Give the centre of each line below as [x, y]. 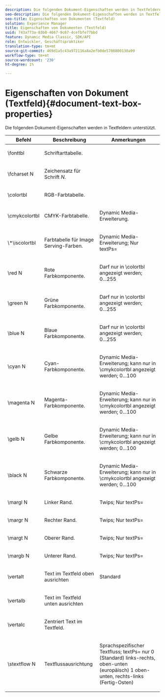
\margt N [18, 538]
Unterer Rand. [60, 556]
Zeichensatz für [62, 171]
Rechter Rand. [60, 520]
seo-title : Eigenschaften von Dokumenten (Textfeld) [60, 19]
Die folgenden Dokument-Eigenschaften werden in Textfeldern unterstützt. [81, 128]
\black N [17, 475]
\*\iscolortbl [22, 243]
